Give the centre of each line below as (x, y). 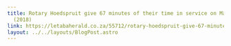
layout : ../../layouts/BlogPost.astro (63, 32)
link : (15, 26)
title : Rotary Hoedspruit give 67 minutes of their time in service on (112, 13)
